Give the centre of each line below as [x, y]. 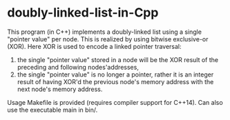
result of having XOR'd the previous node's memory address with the [115, 81]
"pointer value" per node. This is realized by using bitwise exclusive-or [108, 39]
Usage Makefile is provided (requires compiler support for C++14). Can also [115, 102]
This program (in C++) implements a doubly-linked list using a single [105, 32]
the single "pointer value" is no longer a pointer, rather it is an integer [115, 74]
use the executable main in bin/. [52, 110]
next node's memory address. [60, 89]
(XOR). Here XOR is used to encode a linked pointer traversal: [94, 46]
